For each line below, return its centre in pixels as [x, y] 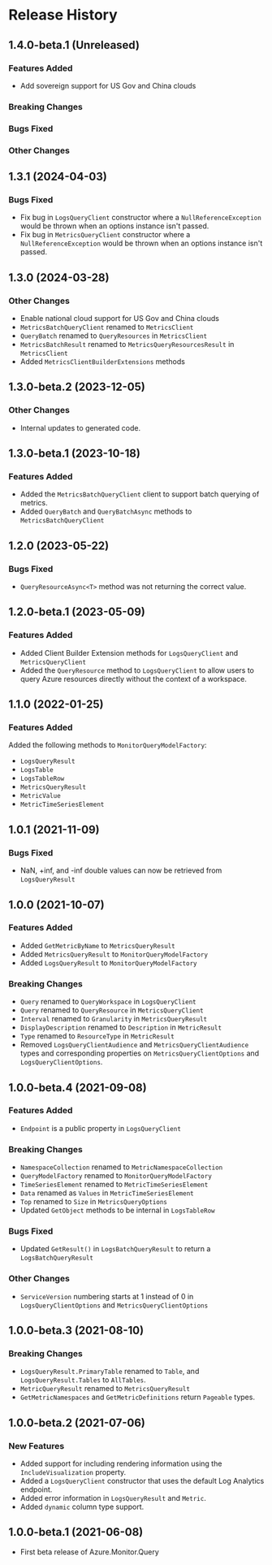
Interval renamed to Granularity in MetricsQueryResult [114, 1019]
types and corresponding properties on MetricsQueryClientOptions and [140, 1053]
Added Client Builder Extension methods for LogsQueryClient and [129, 652]
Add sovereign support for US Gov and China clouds [108, 85]
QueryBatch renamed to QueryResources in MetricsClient [114, 336]
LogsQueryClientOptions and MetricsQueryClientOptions [114, 1305]
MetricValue [40, 796]
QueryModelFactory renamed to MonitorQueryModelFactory [116, 1176]
